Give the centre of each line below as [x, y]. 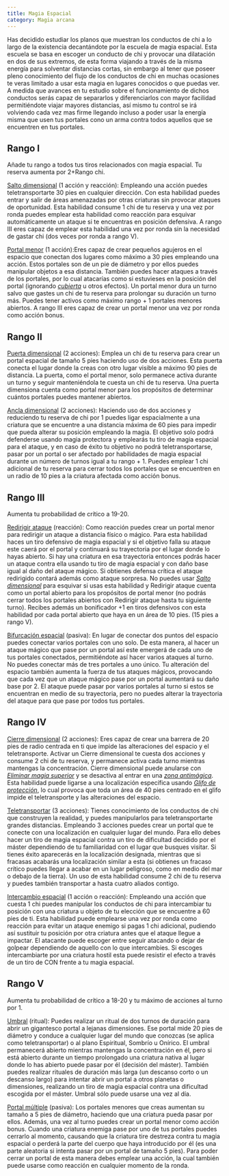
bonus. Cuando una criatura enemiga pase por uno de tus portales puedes [112, 1129]
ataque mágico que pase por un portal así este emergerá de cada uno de [110, 649]
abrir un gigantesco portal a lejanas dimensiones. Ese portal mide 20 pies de [115, 1028]
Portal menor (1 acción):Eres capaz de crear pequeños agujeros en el [105, 250]
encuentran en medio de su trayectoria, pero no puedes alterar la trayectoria [115, 693]
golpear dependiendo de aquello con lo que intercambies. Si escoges [105, 948]
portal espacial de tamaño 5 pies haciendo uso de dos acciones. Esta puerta [115, 361]
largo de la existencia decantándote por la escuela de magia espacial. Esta [112, 47]
